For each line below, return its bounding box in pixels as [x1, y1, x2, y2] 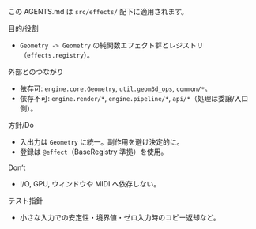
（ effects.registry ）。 [19, 51, 95, 59]
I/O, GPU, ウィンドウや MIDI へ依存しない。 [19, 179, 161, 188]
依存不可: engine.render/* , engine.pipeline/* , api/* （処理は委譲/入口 [19, 94, 249, 103]
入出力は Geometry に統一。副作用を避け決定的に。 [19, 137, 184, 146]
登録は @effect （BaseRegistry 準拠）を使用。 [19, 147, 168, 156]
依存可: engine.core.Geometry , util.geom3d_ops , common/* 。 [19, 84, 212, 93]
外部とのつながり [8, 67, 64, 77]
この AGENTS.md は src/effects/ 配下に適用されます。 [8, 7, 188, 16]
